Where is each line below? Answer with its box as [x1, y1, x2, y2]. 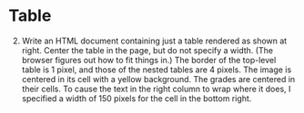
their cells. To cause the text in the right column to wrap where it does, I [21, 83, 291, 94]
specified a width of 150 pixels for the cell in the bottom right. [21, 92, 252, 104]
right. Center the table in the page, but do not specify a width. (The [21, 44, 274, 55]
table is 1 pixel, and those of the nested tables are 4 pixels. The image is [21, 64, 292, 75]
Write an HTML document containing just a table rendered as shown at [21, 35, 288, 46]
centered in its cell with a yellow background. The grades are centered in [21, 73, 296, 84]
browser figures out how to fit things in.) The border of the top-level [21, 54, 277, 65]
